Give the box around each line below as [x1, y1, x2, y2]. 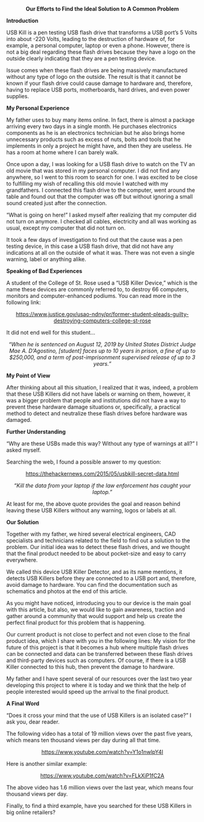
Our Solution [6, 518, 40, 526]
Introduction [6, 17, 38, 24]
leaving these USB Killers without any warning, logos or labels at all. [6, 507, 177, 514]
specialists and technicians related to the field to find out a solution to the [6, 537, 191, 544]
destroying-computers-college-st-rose [54, 317, 151, 324]
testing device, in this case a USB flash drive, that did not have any [6, 242, 174, 250]
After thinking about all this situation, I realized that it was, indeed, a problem [6, 384, 199, 391]
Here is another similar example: [6, 760, 87, 767]
